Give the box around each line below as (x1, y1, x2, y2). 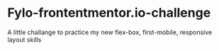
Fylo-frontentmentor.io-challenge (7, 5, 211, 21)
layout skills (7, 35, 42, 43)
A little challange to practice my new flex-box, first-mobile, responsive (7, 28, 213, 36)
